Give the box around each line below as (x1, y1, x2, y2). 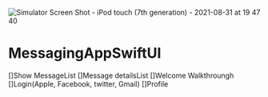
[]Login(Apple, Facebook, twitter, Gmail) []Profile (8, 79, 169, 88)
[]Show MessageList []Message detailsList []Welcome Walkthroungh (8, 71, 234, 80)
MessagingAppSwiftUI (8, 44, 162, 63)
